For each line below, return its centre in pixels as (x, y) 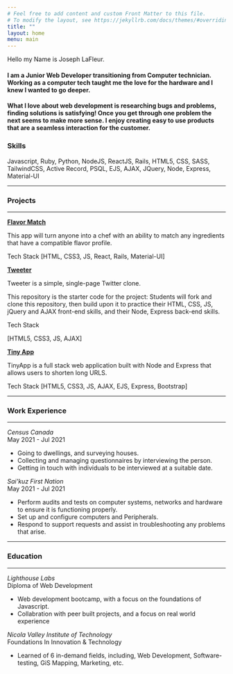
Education (25, 557)
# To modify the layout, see (49, 20)
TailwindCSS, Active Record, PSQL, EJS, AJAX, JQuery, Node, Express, (109, 168)
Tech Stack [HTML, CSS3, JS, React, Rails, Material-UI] (86, 256)
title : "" (21, 26)
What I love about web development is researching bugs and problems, (112, 106)
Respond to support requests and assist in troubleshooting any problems (121, 525)
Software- (208, 655)
